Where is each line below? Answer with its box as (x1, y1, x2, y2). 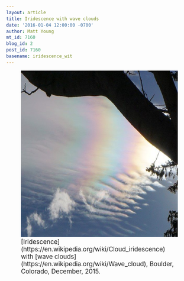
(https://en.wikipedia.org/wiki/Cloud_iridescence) (21, 245, 166, 253)
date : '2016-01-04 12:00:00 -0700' (6, 22, 94, 28)
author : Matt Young (6, 28, 54, 34)
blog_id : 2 (6, 41, 33, 47)
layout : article (6, 9, 46, 15)
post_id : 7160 (6, 47, 41, 53)
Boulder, (149, 260, 175, 268)
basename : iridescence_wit (6, 53, 73, 59)
